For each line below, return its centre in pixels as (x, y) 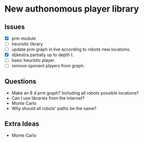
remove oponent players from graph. (48, 66)
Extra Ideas (22, 124)
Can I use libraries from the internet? (48, 98)
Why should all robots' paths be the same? (54, 109)
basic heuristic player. (33, 60)
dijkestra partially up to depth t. (43, 55)
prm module (24, 38)
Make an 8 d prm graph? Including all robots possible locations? (75, 93)
